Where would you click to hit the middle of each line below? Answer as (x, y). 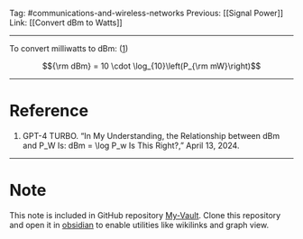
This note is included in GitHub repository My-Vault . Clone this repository (145, 215)
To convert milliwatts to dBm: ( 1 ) (69, 48)
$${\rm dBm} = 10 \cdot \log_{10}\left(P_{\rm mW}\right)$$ (151, 66)
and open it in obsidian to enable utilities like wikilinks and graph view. (139, 225)
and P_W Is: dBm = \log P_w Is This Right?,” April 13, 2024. (131, 145)
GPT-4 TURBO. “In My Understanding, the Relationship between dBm (151, 135)
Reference (49, 111)
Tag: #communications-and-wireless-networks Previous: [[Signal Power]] (147, 13)
